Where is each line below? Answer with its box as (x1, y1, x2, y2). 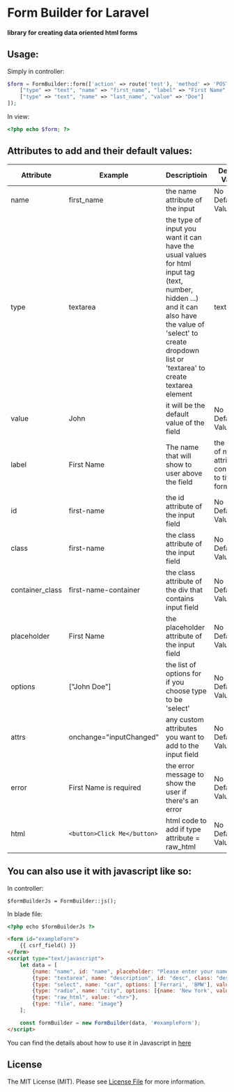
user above (166, 468, 203, 478)
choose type (166, 686, 207, 696)
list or (166, 354, 185, 364)
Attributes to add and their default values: (7, 145, 193, 157)
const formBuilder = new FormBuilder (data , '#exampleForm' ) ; (19, 1019, 201, 1027)
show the (166, 778, 196, 788)
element (166, 389, 193, 398)
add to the (166, 740, 200, 750)
